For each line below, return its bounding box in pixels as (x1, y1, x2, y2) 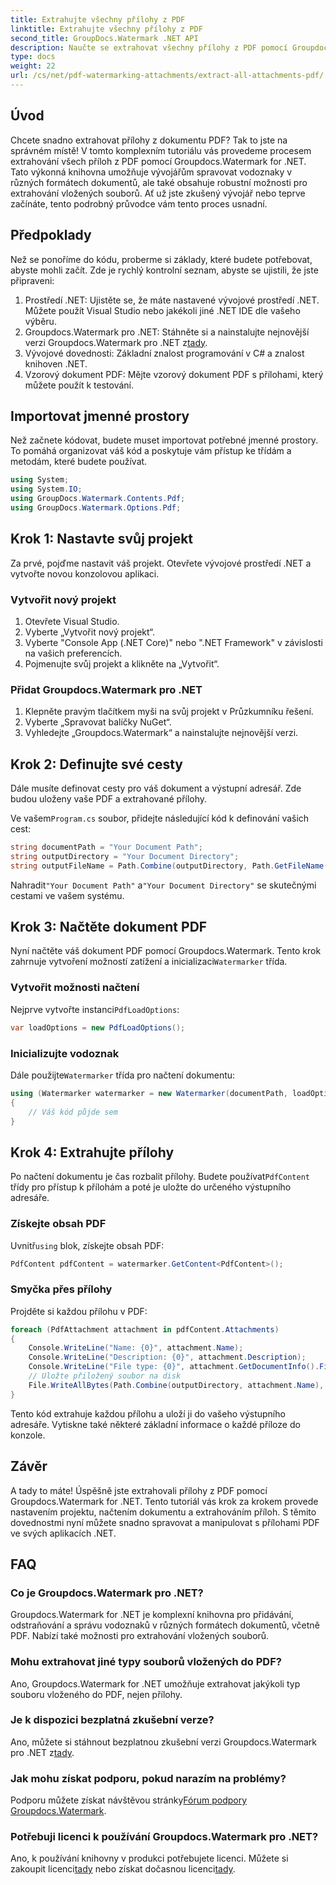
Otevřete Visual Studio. (24, 615, 120, 627)
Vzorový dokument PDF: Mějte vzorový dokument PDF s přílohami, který (24, 368, 324, 380)
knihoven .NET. (24, 357, 88, 370)
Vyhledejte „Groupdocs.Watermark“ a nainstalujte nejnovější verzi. (24, 727, 299, 739)
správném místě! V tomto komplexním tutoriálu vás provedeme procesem (10, 144, 312, 156)
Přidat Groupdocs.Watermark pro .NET (10, 682, 203, 696)
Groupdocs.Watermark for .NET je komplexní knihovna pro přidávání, (10, 1609, 294, 1621)
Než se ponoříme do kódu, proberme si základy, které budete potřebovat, (10, 253, 313, 265)
